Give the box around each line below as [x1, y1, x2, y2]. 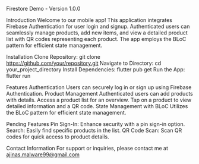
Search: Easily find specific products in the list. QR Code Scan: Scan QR [6, 127, 182, 134]
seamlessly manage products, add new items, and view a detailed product [6, 29, 188, 36]
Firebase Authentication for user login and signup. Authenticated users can [6, 23, 190, 30]
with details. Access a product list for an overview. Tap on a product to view [6, 96, 192, 103]
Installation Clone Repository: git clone [6, 53, 101, 60]
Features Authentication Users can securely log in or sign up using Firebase [6, 84, 192, 91]
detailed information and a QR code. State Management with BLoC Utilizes [6, 103, 188, 109]
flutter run [6, 72, 31, 79]
